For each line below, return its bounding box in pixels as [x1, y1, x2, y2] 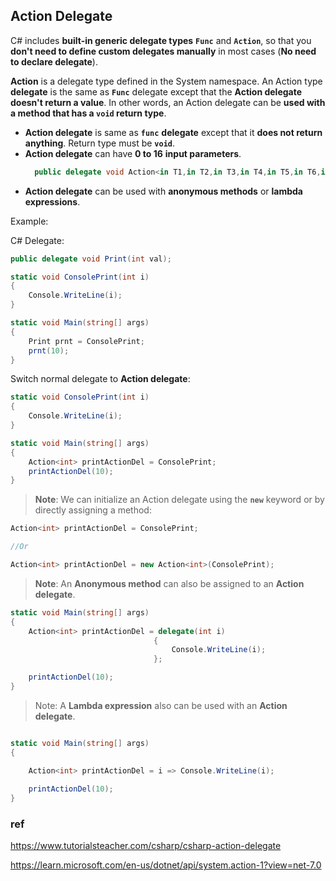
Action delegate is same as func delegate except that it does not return [24, 126, 323, 138]
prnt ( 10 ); [28, 345, 70, 356]
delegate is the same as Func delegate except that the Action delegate [10, 85, 303, 98]
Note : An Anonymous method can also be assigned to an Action [34, 577, 305, 589]
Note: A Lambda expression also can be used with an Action [34, 699, 288, 711]
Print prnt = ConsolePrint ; [28, 336, 145, 346]
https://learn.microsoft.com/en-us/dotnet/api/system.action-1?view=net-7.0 [10, 859, 322, 871]
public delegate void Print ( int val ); [10, 254, 172, 264]
